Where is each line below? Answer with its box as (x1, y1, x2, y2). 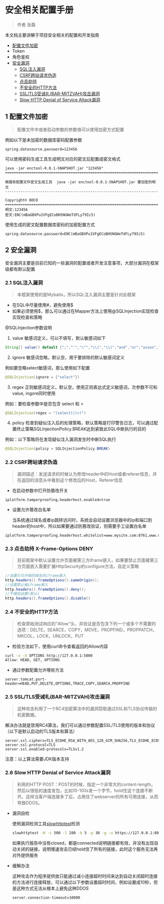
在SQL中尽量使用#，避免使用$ (12, 302, 74, 308)
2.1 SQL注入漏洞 (5, 279, 43, 286)
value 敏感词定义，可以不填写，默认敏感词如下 (12, 335, 106, 341)
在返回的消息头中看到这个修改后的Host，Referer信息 (17, 477, 123, 483)
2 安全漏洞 (5, 246, 37, 254)
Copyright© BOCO (5, 197, 38, 203)
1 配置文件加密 (5, 112, 48, 121)
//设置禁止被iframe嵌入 (5, 582, 48, 587)
